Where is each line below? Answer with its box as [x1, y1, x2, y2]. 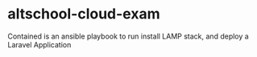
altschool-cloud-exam [7, 5, 160, 23]
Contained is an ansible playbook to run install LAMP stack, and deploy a [7, 31, 249, 41]
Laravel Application [7, 39, 72, 49]
